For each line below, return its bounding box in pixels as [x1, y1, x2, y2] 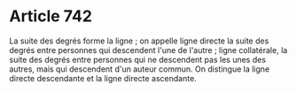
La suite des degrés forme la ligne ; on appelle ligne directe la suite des [9, 35, 269, 46]
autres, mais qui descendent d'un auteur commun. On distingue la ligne [9, 64, 270, 74]
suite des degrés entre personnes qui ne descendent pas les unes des [9, 54, 267, 65]
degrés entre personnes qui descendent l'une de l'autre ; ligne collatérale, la [9, 44, 288, 55]
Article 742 [9, 6, 93, 27]
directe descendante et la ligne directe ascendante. [9, 73, 197, 83]
